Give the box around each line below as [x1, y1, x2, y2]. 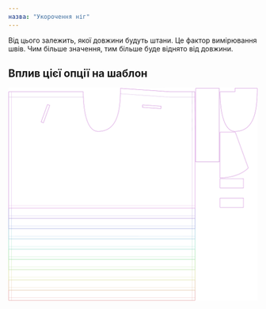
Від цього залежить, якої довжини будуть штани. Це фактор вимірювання [8, 36, 257, 45]
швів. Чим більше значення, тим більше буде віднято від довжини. [8, 43, 234, 53]
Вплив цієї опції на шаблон [8, 67, 148, 81]
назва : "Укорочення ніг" [8, 13, 90, 21]
